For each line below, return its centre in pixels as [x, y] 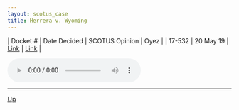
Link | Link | [24, 48]
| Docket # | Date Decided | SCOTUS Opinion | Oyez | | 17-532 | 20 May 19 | [118, 40]
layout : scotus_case [38, 14]
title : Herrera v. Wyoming [47, 21]
